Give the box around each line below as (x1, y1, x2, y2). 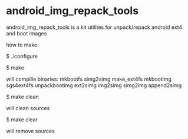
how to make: (6, 41, 39, 48)
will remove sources (6, 127, 55, 134)
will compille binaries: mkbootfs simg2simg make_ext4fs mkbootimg (6, 75, 172, 82)
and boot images (6, 29, 47, 37)
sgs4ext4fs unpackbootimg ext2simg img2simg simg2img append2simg (6, 81, 182, 89)
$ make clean (6, 93, 39, 100)
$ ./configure (6, 52, 38, 59)
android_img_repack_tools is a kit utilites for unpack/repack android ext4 (6, 24, 183, 31)
